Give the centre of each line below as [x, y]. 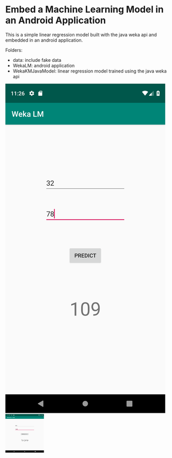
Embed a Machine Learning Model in [84, 10]
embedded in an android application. [44, 40]
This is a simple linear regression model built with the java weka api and [81, 34]
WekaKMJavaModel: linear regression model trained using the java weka [90, 71]
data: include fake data [37, 60]
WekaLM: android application [44, 65]
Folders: [14, 50]
